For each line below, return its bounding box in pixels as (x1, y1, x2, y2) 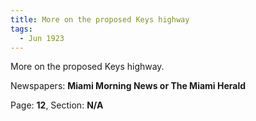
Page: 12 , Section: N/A (10, 99, 104, 111)
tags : (10, 24, 33, 34)
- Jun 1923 (19, 33, 65, 43)
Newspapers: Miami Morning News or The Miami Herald (10, 80, 247, 92)
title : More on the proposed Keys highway (10, 14, 190, 25)
